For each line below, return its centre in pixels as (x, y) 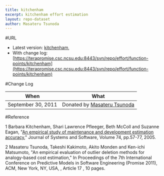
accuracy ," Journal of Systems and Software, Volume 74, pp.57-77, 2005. (81, 137)
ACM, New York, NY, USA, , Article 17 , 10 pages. (55, 168)
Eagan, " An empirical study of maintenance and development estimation (79, 132)
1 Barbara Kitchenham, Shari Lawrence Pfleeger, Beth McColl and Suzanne (82, 127)
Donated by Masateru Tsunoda (98, 104)
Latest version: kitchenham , (41, 47)
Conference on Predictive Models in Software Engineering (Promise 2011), (81, 163)
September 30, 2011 (32, 104)
